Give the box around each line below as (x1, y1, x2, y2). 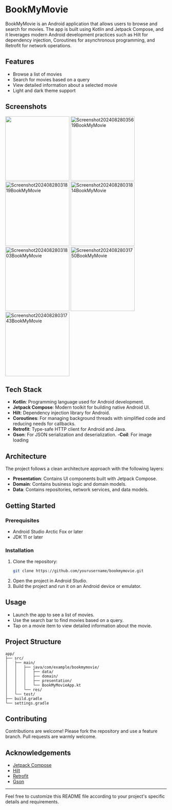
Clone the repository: (12, 559, 58, 565)
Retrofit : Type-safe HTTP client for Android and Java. (12, 426, 126, 432)
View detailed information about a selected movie (12, 82, 118, 88)
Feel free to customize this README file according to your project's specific (5, 793, 165, 800)
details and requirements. (5, 799, 59, 805)
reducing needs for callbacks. (12, 420, 76, 427)
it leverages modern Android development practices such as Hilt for (5, 31, 148, 38)
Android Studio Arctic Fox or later (12, 528, 83, 535)
